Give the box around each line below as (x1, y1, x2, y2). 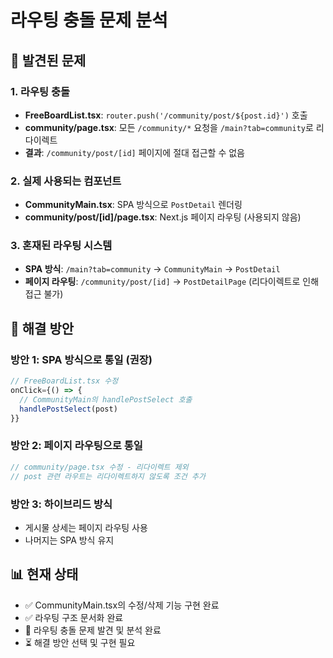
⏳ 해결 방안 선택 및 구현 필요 (24, 636, 136, 648)
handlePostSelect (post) (19, 404, 118, 414)
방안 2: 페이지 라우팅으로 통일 (10, 439, 143, 453)
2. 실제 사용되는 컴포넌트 (10, 174, 122, 188)
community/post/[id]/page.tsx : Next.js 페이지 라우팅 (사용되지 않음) (24, 211, 302, 223)
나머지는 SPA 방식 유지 (24, 534, 115, 546)
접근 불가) (24, 288, 64, 300)
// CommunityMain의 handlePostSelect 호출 (19, 394, 193, 405)
